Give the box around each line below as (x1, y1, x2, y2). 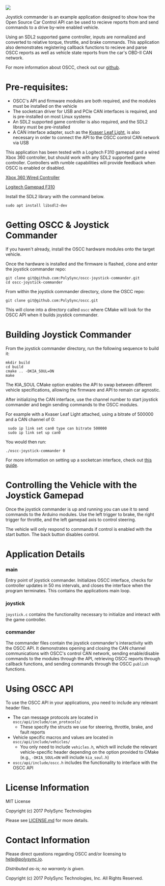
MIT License (5, 798, 31, 804)
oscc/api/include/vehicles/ (12, 739, 70, 744)
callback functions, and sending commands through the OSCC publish (5, 661, 149, 667)
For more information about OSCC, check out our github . (5, 64, 120, 70)
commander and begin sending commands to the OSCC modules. (5, 401, 139, 407)
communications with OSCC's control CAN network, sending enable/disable (5, 650, 159, 656)
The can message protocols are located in (12, 714, 98, 720)
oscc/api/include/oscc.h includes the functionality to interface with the (12, 760, 158, 765)
